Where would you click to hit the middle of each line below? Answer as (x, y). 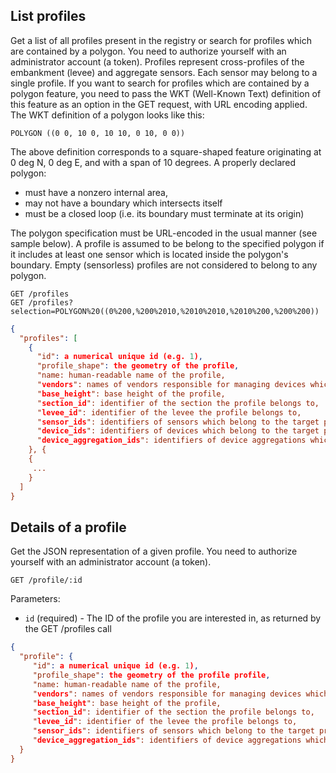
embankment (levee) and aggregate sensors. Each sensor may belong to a (164, 72)
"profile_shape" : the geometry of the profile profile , (151, 675)
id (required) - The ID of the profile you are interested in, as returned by (173, 618)
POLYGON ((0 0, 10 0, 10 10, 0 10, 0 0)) (98, 133)
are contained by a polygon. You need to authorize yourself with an (148, 51)
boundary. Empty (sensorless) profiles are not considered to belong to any (164, 265)
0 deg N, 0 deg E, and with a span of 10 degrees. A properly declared (153, 162)
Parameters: (35, 599)
